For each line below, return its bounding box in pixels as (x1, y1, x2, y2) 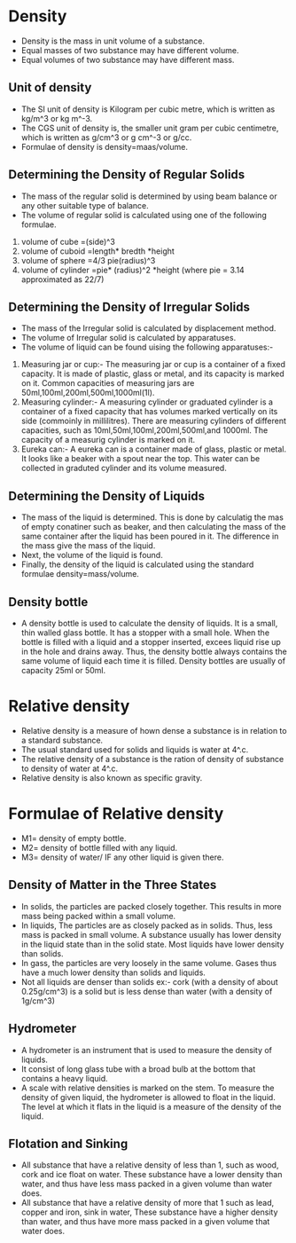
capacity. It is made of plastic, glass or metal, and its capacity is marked (20, 368, 284, 379)
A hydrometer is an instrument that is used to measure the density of (20, 1044, 272, 1055)
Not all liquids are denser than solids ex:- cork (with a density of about (20, 976, 278, 987)
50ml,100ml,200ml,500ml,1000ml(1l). (20, 388, 155, 398)
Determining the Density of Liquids (8, 488, 206, 503)
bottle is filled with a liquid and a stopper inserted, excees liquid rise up (20, 637, 281, 647)
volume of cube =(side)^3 (20, 236, 116, 247)
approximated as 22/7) (20, 273, 105, 285)
